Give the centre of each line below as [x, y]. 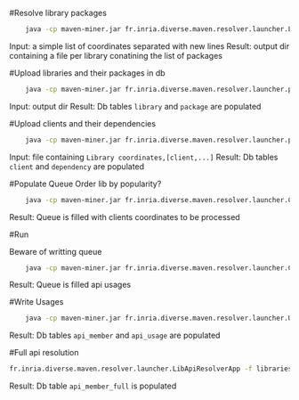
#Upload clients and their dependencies [83, 123]
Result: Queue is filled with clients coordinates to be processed [125, 216]
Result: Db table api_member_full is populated [93, 386]
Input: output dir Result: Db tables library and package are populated [135, 106]
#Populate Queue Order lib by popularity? [85, 184]
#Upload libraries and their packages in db [88, 73]
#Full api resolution [44, 353]
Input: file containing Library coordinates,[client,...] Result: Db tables [144, 157]
